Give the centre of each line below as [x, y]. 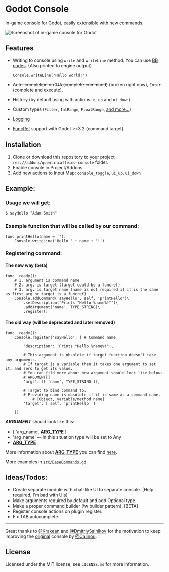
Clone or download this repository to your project [63, 157]
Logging [21, 119]
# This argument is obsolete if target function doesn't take [90, 355]
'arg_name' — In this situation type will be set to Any [67, 437]
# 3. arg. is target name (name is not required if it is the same [86, 289]
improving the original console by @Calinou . [51, 536]
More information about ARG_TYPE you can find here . [61, 452]
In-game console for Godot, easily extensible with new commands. [74, 23]
